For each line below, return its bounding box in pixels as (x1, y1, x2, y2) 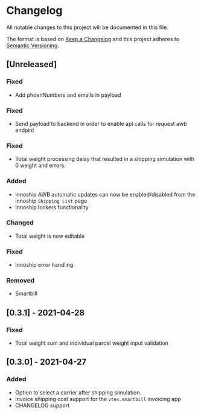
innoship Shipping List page (14, 197, 88, 204)
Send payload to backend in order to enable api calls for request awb (14, 120, 187, 127)
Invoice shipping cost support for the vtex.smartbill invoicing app (14, 395, 181, 402)
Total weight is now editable (14, 232, 85, 240)
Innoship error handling (14, 261, 74, 269)
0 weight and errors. (14, 162, 66, 169)
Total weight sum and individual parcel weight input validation (14, 339, 169, 347)
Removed (6, 276, 35, 285)
